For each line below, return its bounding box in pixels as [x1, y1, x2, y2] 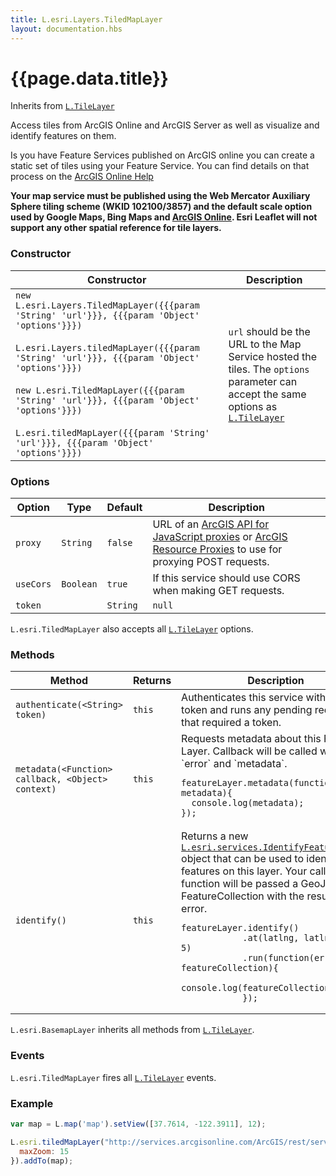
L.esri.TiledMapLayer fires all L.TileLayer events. [10, 1071, 217, 1083]
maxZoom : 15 [19, 1146, 70, 1156]
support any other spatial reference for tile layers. [10, 222, 222, 234]
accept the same [228, 387, 307, 401]
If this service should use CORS [152, 571, 301, 585]
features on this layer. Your [181, 864, 308, 878]
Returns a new [181, 829, 249, 843]
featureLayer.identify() [181, 922, 300, 934]
